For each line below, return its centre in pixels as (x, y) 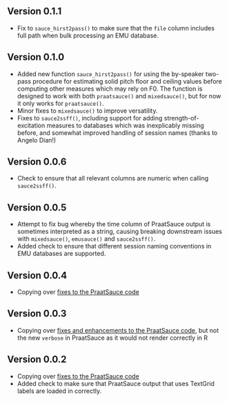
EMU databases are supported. (61, 254)
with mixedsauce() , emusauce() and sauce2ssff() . (86, 239)
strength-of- (181, 118)
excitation (31, 125)
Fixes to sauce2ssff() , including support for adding (90, 118)
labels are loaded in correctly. (59, 391)
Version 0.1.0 (36, 57)
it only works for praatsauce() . (61, 103)
